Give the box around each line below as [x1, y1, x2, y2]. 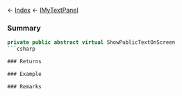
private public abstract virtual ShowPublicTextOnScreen [7, 39, 176, 46]
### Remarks [7, 83, 42, 90]
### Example [7, 70, 42, 77]
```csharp [7, 45, 36, 53]
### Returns [7, 58, 42, 65]
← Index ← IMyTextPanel [7, 6, 78, 14]
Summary [7, 23, 42, 33]
